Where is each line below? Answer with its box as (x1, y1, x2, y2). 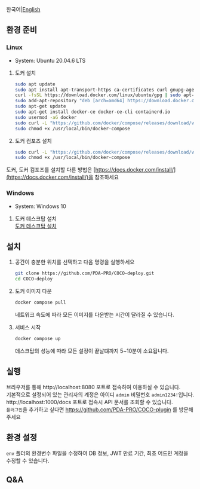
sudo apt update (14, 81, 56, 87)
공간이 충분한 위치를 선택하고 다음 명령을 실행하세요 (14, 258, 135, 265)
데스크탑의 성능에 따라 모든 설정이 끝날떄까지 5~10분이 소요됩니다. (14, 347, 169, 354)
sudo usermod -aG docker (14, 114, 77, 120)
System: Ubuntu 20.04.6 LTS (14, 57, 86, 64)
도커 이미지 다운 (14, 288, 52, 295)
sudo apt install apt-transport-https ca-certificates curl (14, 87, 168, 93)
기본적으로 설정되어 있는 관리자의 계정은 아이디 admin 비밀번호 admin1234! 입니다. (6, 391, 195, 398)
